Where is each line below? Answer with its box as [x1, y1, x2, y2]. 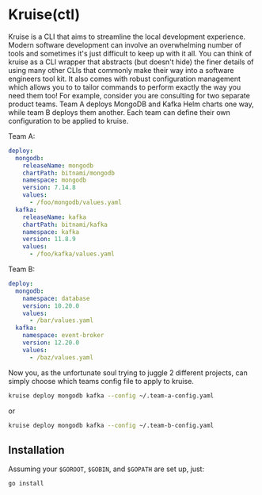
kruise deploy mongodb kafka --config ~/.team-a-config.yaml [8, 391, 215, 400]
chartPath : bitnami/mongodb [22, 169, 115, 177]
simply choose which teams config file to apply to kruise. [8, 376, 194, 386]
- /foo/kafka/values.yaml [28, 250, 115, 259]
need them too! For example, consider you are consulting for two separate [8, 90, 251, 100]
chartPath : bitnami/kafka [22, 221, 108, 228]
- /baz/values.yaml [28, 353, 93, 362]
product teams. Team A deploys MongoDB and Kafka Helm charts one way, [8, 99, 255, 109]
